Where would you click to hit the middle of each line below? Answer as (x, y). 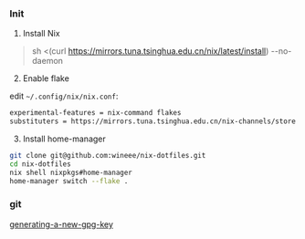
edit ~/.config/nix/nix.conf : (64, 96)
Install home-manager (64, 139)
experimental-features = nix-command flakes (95, 113)
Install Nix (42, 34)
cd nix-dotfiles (40, 164)
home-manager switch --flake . (69, 181)
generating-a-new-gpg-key (62, 224)
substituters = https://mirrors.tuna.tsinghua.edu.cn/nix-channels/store (153, 121)
